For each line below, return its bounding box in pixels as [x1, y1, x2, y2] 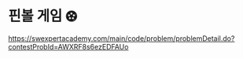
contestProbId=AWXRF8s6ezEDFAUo [8, 42, 129, 51]
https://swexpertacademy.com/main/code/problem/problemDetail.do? [8, 33, 235, 43]
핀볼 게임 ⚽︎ [8, 7, 77, 25]
